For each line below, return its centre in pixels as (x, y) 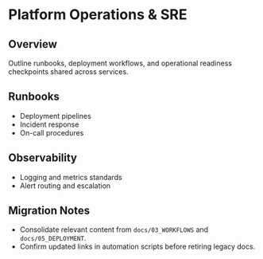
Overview (33, 44)
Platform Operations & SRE (98, 15)
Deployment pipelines (55, 116)
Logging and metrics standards (71, 177)
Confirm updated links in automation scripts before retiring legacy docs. (137, 247)
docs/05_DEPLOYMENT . (53, 238)
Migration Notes (49, 211)
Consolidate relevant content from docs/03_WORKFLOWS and (114, 230)
